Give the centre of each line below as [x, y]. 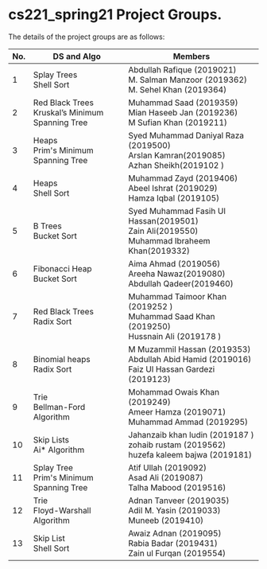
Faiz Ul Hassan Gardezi [172, 369]
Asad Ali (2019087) [166, 477]
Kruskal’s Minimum [68, 112]
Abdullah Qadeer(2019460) [181, 283]
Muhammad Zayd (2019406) [183, 178]
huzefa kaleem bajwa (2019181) [190, 454]
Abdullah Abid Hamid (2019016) [190, 359]
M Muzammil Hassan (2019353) [190, 349]
